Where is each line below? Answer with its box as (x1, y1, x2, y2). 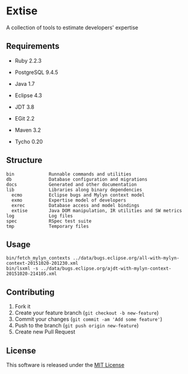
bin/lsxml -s (6, 265, 39, 272)
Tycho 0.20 (14, 138, 43, 145)
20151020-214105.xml (6, 271, 58, 277)
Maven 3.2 (14, 126, 41, 134)
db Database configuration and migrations (6, 176, 148, 183)
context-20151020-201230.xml (6, 261, 79, 267)
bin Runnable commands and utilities (6, 171, 132, 177)
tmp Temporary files (6, 223, 89, 229)
